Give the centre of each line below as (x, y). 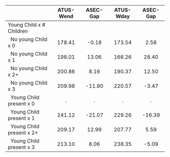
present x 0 (22, 104)
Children (18, 31)
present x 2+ (23, 133)
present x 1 (22, 118)
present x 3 (22, 147)
